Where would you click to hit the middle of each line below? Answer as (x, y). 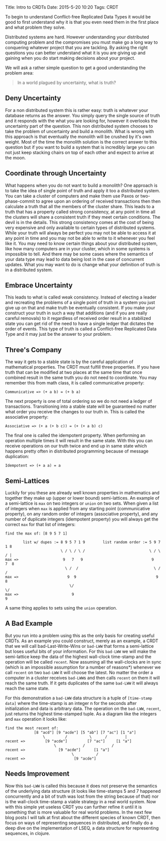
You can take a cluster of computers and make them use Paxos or (72, 196)
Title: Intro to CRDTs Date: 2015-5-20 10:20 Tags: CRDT (62, 7)
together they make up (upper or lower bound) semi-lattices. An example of (82, 498)
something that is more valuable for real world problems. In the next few (79, 812)
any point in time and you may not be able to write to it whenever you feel (80, 238)
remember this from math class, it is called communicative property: (75, 383)
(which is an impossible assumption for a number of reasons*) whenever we (83, 667)
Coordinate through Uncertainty (56, 173)
